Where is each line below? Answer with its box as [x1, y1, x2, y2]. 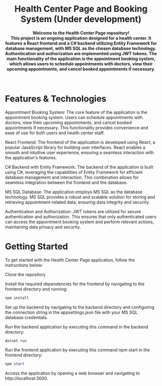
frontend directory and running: [5, 286, 67, 292]
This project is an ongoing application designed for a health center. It [10, 35, 152, 41]
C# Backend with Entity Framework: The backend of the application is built [5, 164, 153, 170]
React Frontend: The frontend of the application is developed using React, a [5, 139, 156, 145]
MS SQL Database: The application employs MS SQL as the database [5, 189, 143, 195]
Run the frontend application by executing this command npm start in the [5, 347, 150, 353]
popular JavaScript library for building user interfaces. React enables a [5, 144, 146, 150]
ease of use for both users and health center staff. [5, 130, 105, 136]
